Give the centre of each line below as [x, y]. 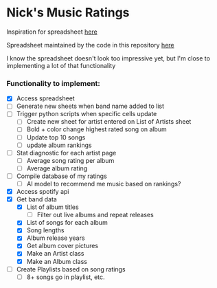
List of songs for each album [67, 223]
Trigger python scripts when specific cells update [87, 114]
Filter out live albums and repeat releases [95, 215]
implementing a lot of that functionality [61, 65]
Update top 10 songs [56, 137]
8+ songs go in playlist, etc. [66, 277]
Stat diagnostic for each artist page [66, 153]
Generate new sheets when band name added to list [90, 106]
